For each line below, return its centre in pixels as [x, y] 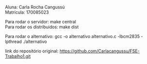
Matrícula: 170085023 [27, 12]
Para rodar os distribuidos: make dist [42, 27]
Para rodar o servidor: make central [41, 22]
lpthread [13, 42]
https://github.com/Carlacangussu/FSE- [100, 51]
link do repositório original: [32, 51]
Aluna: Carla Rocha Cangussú [35, 7]
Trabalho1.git [18, 56]
